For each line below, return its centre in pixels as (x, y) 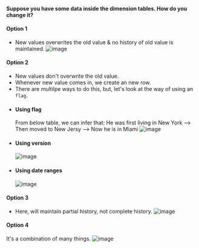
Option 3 (18, 198)
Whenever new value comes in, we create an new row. (83, 82)
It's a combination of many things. (49, 239)
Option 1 (17, 29)
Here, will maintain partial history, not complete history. (84, 211)
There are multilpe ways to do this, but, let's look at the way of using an (104, 89)
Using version (33, 143)
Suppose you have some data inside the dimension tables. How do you (97, 8)
